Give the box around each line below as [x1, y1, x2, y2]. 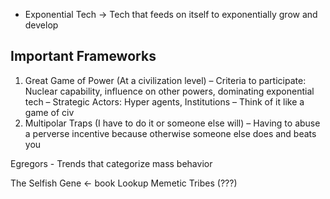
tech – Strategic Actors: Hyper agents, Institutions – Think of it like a [24, 95, 305, 108]
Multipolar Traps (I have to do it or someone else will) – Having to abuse [24, 117, 321, 129]
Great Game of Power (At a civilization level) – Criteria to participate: [24, 74, 307, 86]
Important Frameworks [10, 48, 157, 65]
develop [24, 19, 59, 31]
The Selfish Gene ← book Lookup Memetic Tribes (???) [10, 177, 238, 189]
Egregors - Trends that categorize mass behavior [10, 157, 213, 169]
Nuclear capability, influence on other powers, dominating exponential [24, 85, 315, 97]
